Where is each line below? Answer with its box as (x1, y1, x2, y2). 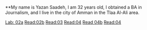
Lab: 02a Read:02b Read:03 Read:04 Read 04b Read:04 (5, 19, 121, 25)
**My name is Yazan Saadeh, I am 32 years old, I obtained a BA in (5, 4, 142, 10)
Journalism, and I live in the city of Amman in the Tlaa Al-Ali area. (5, 9, 140, 15)
